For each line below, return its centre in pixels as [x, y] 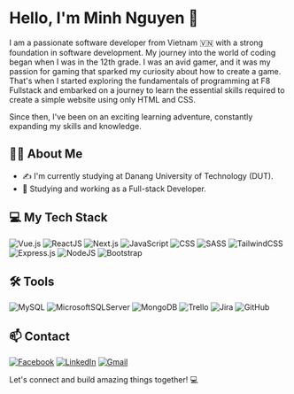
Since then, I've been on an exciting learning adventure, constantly [131, 116]
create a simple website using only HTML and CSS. [103, 99]
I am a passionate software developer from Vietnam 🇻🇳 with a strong [136, 42]
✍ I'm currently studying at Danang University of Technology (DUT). [147, 175]
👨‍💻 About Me [46, 154]
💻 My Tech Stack [58, 217]
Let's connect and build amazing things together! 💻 [104, 380]
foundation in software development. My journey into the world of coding [143, 52]
